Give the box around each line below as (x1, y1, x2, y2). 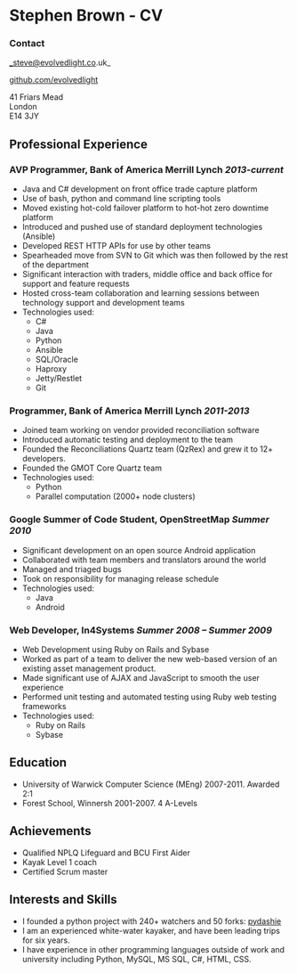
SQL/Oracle (35, 354, 78, 365)
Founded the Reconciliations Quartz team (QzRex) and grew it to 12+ (21, 444, 274, 454)
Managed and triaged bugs (21, 563, 122, 575)
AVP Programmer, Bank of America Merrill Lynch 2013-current (9, 163, 285, 176)
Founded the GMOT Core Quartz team (21, 462, 163, 473)
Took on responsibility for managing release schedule (21, 573, 220, 584)
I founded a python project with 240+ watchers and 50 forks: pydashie (21, 915, 282, 927)
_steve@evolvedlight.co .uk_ (9, 57, 111, 68)
